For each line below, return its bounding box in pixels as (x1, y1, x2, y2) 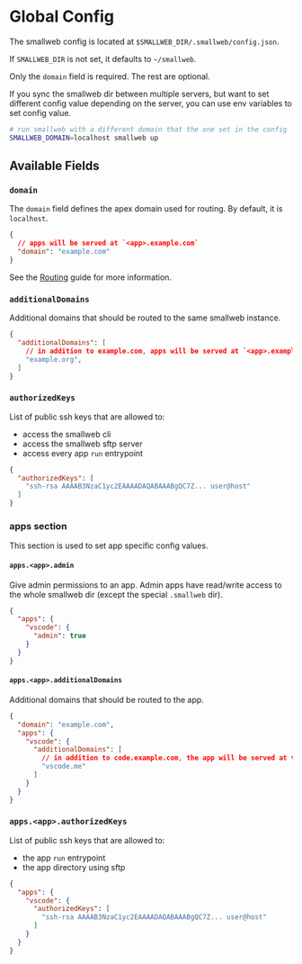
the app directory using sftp (22, 861, 126, 872)
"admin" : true (32, 632, 87, 641)
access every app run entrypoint (22, 447, 144, 458)
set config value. (9, 107, 72, 118)
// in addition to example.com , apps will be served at (25, 347, 240, 356)
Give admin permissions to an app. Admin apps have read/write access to (9, 579, 282, 590)
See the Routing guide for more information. (9, 272, 173, 283)
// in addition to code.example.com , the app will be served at (41, 753, 288, 762)
